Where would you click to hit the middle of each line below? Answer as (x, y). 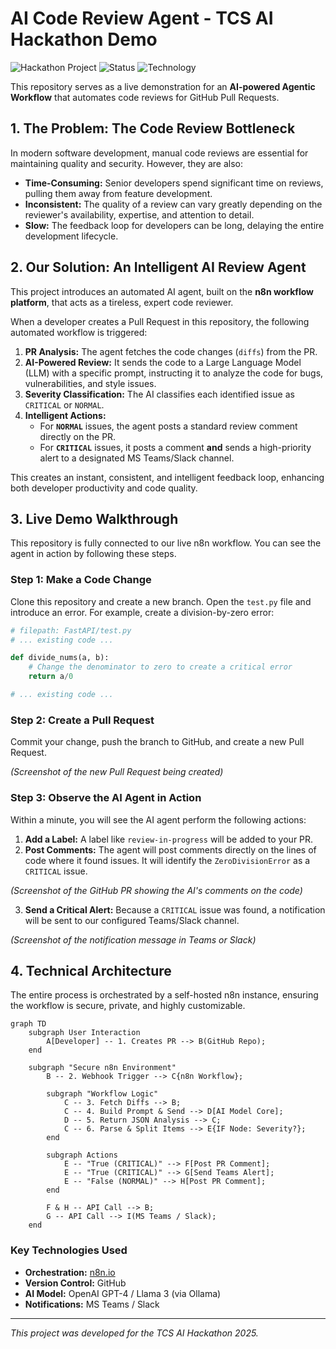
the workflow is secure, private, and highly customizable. (128, 1006)
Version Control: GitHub (75, 1283)
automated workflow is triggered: (79, 332)
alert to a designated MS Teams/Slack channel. (137, 458)
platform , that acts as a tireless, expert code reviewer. (122, 302)
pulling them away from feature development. (118, 193)
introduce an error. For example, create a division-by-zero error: (142, 612)
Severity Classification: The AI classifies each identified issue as (159, 394)
